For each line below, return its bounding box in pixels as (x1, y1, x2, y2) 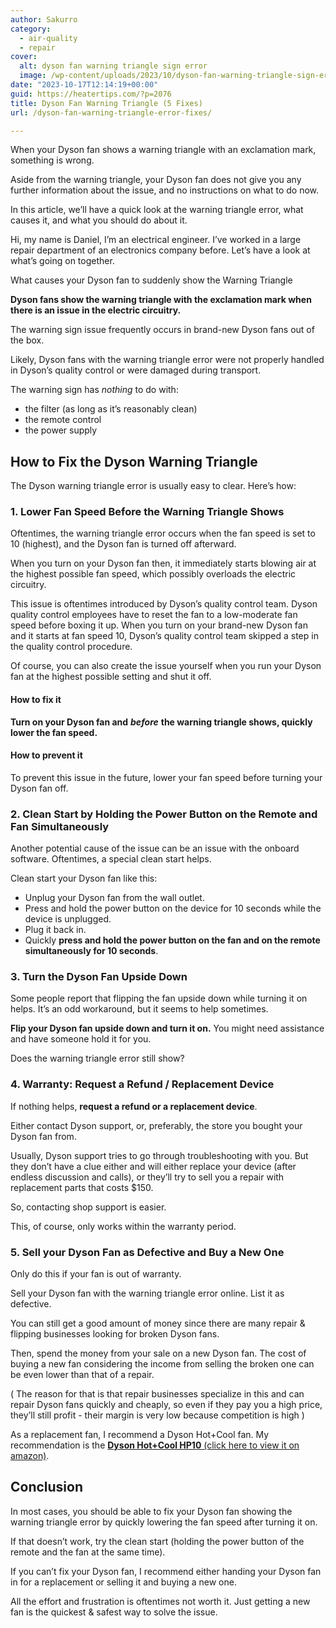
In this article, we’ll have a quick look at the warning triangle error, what (10, 204, 304, 216)
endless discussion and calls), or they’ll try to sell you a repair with (10, 1171, 285, 1183)
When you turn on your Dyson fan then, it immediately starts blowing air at (10, 557, 317, 570)
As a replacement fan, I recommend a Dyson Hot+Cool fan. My (10, 1429, 270, 1441)
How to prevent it (10, 749, 83, 761)
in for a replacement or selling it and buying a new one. (10, 1576, 237, 1588)
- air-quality (19, 33, 78, 43)
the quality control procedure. (10, 641, 133, 653)
